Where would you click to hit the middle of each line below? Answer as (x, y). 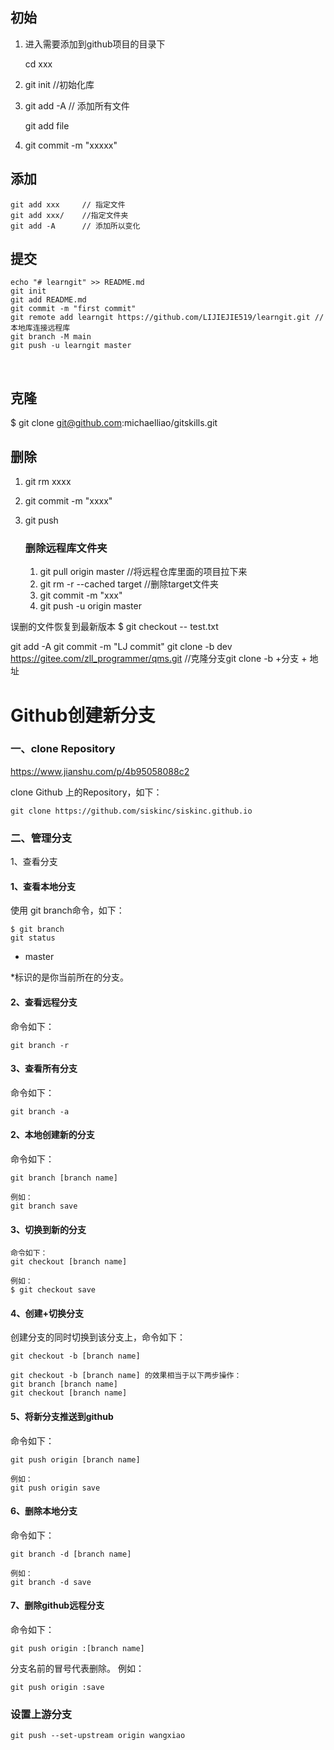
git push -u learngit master (71, 346)
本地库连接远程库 (40, 328)
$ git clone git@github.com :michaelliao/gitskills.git (114, 423)
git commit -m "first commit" (73, 309)
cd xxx (38, 64)
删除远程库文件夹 (66, 548)
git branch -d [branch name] (71, 1554)
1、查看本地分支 (43, 886)
